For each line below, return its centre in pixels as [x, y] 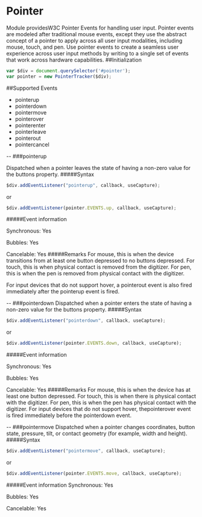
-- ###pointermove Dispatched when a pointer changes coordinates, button [101, 427]
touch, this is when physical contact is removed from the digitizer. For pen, [99, 267]
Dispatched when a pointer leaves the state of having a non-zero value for [99, 168]
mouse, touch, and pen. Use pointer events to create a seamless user [93, 47]
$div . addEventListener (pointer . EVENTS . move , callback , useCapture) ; [94, 474]
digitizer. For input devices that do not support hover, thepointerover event [99, 409]
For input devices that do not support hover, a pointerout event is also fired [99, 285]
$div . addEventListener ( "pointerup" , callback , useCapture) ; [84, 185]
